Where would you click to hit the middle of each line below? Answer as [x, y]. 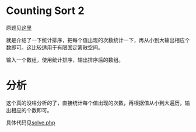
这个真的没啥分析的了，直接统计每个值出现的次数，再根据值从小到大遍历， [95, 103]
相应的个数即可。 [32, 110]
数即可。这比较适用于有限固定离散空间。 [55, 47]
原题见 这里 [19, 27]
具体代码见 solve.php [31, 122]
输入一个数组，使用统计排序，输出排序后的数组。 [65, 60]
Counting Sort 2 [45, 11]
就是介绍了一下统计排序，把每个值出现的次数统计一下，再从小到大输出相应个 [98, 40]
